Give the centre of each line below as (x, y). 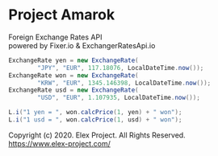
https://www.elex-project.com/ (59, 143)
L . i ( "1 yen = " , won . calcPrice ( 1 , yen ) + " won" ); (95, 113)
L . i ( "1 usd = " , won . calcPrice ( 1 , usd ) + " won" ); (95, 120)
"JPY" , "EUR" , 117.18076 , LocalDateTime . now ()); (121, 68)
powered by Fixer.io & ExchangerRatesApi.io (82, 45)
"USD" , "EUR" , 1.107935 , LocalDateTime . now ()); (119, 98)
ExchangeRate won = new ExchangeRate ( (73, 75)
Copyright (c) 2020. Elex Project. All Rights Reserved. (97, 135)
